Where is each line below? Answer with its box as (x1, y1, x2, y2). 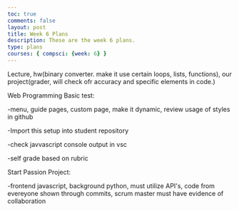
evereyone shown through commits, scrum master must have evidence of (7, 189, 224, 197)
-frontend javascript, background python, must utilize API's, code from (7, 181, 215, 190)
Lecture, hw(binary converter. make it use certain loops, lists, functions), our (7, 69, 232, 78)
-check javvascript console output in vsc (7, 140, 127, 148)
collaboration (7, 197, 46, 205)
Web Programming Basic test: (7, 91, 95, 100)
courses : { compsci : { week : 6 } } (7, 51, 107, 58)
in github (7, 112, 34, 121)
